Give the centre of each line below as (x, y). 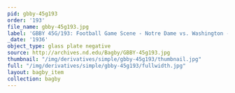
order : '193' (26, 20)
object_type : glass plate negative (59, 46)
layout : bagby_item (36, 72)
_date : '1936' (28, 40)
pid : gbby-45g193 (33, 14)
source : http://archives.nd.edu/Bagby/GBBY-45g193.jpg (89, 53)
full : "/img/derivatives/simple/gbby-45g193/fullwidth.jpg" (97, 66)
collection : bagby (34, 79)
